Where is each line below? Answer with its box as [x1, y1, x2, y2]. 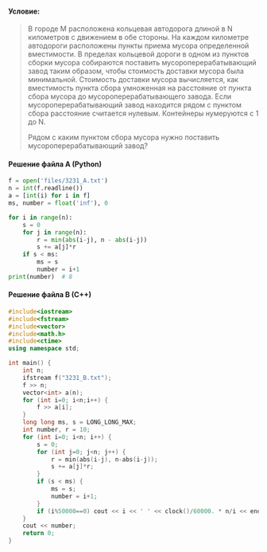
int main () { [8, 359, 52, 367]
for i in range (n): [8, 213, 73, 221]
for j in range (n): [22, 228, 87, 237]
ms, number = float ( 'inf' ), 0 [8, 199, 109, 207]
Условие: [8, 6, 41, 16]
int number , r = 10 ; [22, 426, 91, 434]
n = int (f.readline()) [8, 184, 83, 193]
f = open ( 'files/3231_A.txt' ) [8, 177, 109, 185]
